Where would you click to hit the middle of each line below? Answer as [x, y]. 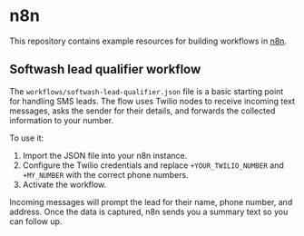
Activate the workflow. [64, 184]
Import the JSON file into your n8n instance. [105, 155]
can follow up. [36, 221]
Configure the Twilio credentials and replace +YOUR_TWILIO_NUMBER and [153, 165]
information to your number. [62, 120]
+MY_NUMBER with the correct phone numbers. [105, 174]
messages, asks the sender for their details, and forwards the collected [142, 111]
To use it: [27, 138]
